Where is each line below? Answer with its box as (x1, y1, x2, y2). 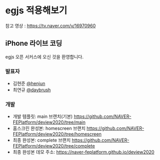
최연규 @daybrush (12, 87, 51, 93)
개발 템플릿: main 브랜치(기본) (12, 113, 73, 119)
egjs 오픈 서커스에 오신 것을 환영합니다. (5, 53, 84, 59)
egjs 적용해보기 (5, 5, 67, 16)
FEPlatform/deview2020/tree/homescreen (12, 131, 102, 137)
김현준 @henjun (12, 81, 45, 87)
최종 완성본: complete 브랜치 (12, 137, 71, 144)
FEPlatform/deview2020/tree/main (12, 119, 86, 126)
